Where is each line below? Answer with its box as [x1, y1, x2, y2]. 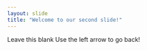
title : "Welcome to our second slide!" [7, 16, 123, 23]
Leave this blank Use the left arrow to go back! [7, 35, 141, 43]
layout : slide [7, 10, 49, 17]
